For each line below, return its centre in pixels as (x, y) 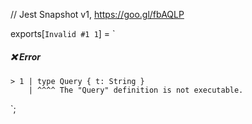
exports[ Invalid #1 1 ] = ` (63, 33)
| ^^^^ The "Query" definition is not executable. (136, 90)
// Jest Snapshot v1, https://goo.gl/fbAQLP (97, 14)
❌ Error (26, 56)
